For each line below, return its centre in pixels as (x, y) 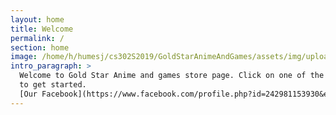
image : (24, 57)
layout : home (37, 19)
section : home (40, 47)
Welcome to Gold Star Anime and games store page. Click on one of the (172, 76)
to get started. (53, 85)
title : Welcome (42, 29)
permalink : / (37, 38)
